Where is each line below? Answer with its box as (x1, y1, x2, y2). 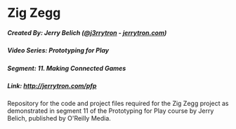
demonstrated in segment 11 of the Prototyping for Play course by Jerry (7, 107, 214, 115)
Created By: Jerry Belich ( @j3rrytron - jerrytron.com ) (7, 28, 167, 36)
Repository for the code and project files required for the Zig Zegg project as (7, 100, 230, 108)
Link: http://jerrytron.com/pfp (7, 81, 97, 90)
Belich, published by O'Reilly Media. (7, 114, 111, 123)
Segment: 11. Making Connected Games (7, 64, 126, 72)
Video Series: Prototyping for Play (7, 46, 110, 55)
